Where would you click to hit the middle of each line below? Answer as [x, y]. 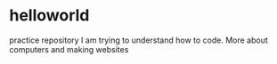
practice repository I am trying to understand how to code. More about [139, 40]
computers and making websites [69, 49]
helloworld [49, 16]
